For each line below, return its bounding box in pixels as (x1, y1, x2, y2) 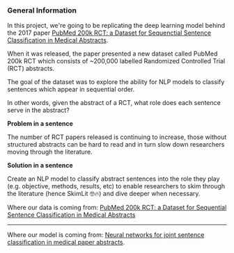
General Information (7, 6, 77, 15)
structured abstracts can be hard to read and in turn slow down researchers (7, 140, 225, 149)
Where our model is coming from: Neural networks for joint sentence (7, 231, 205, 239)
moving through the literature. (7, 148, 93, 156)
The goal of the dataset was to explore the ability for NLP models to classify (7, 78, 225, 86)
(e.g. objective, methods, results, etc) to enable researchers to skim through (7, 182, 226, 190)
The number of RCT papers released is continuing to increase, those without (7, 133, 227, 141)
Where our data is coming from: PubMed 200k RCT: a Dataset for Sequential (7, 204, 227, 212)
